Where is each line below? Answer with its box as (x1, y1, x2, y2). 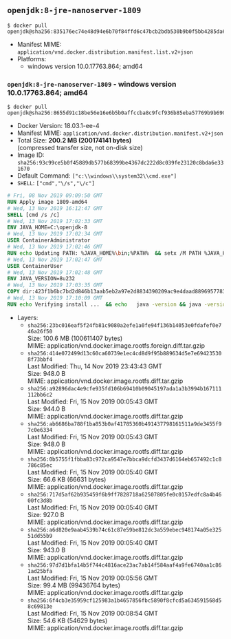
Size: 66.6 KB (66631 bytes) (27, 475, 107, 483)
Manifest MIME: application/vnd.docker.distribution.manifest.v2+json (16, 129, 223, 137)
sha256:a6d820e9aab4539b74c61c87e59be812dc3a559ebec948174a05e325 (27, 526, 222, 533)
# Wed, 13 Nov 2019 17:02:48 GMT (7, 269, 103, 276)
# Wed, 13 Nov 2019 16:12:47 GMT (7, 205, 103, 212)
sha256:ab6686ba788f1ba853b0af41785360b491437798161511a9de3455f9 (27, 420, 222, 428)
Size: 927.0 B (27, 510, 65, 518)
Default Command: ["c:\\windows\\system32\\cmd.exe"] (16, 171, 177, 180)
